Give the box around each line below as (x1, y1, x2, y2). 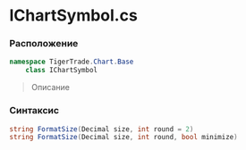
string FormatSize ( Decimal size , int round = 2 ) (9, 124, 194, 134)
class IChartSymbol (25, 66, 98, 75)
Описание (30, 82, 70, 93)
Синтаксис (9, 104, 60, 117)
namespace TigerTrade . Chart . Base (9, 57, 134, 67)
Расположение (9, 37, 79, 50)
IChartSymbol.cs (9, 5, 139, 26)
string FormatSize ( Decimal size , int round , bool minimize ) (9, 133, 239, 142)
